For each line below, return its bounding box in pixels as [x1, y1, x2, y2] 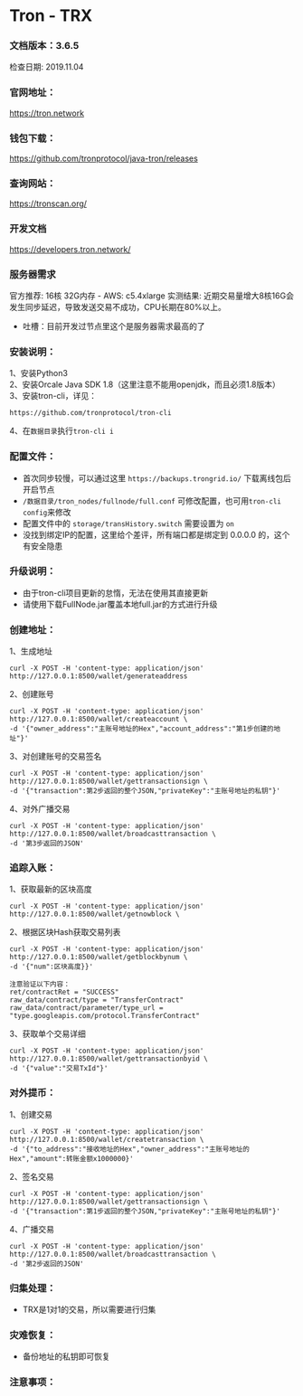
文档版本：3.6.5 [9, 40, 80, 52]
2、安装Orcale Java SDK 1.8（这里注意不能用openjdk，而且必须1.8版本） [9, 379, 280, 390]
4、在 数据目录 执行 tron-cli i [9, 426, 115, 437]
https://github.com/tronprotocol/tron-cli [9, 409, 172, 418]
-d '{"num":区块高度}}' [9, 962, 93, 972]
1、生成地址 [9, 646, 52, 656]
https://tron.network [9, 108, 84, 118]
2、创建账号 [9, 689, 54, 700]
